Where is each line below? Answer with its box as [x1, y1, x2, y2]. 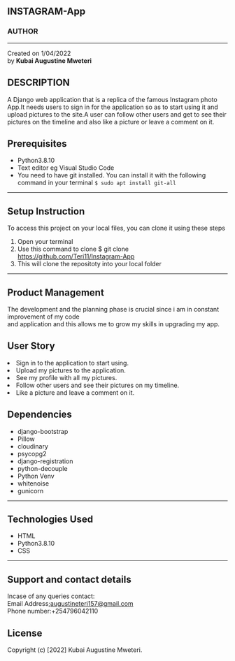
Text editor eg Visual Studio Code [17, 164, 115, 172]
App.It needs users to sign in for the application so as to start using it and [7, 103, 218, 111]
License [7, 627, 43, 639]
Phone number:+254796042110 [7, 607, 99, 616]
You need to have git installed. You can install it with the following [17, 171, 206, 180]
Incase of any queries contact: [7, 592, 95, 600]
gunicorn [17, 486, 44, 495]
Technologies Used [7, 513, 93, 525]
